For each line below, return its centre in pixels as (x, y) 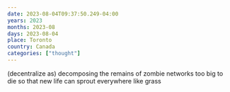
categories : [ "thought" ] (44, 54)
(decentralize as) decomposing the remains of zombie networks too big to (115, 73)
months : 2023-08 (31, 27)
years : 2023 (25, 21)
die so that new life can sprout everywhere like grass (84, 81)
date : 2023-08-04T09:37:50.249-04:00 (63, 14)
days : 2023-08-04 (33, 34)
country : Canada (31, 47)
